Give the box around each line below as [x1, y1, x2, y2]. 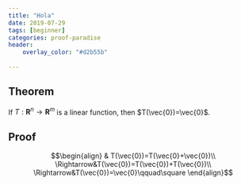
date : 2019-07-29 [8, 19, 66, 27]
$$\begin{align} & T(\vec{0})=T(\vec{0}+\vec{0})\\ [51, 151, 216, 160]
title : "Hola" [8, 11, 55, 20]
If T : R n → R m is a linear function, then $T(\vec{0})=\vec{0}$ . [8, 106, 211, 117]
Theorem [8, 85, 55, 99]
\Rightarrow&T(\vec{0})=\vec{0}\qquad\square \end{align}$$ [33, 168, 234, 178]
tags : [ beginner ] [8, 26, 66, 34]
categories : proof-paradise [8, 33, 101, 42]
